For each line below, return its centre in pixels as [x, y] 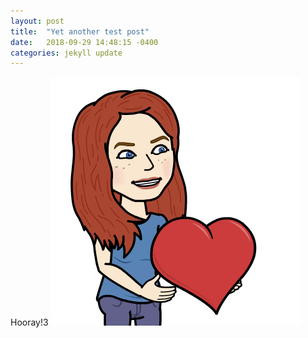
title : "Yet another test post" [80, 31]
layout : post [37, 21]
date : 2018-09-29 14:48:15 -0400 [84, 42]
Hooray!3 [29, 322]
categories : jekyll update [66, 53]
